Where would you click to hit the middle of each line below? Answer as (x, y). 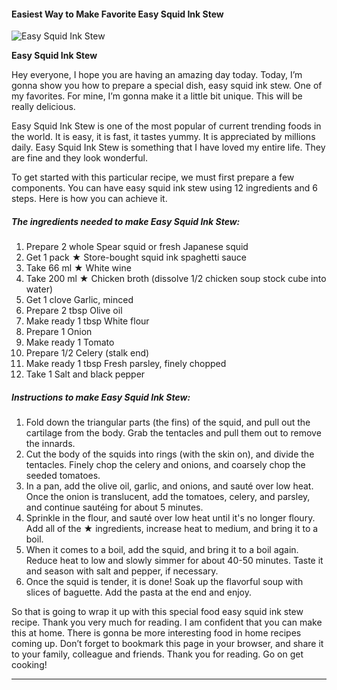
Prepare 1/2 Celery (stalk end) (87, 353)
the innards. (50, 444)
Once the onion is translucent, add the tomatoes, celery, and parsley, (168, 497)
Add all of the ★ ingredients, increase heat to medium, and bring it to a (172, 529)
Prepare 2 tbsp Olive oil (74, 311)
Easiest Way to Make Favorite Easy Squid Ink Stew (117, 14)
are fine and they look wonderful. (79, 158)
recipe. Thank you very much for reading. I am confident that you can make (167, 622)
